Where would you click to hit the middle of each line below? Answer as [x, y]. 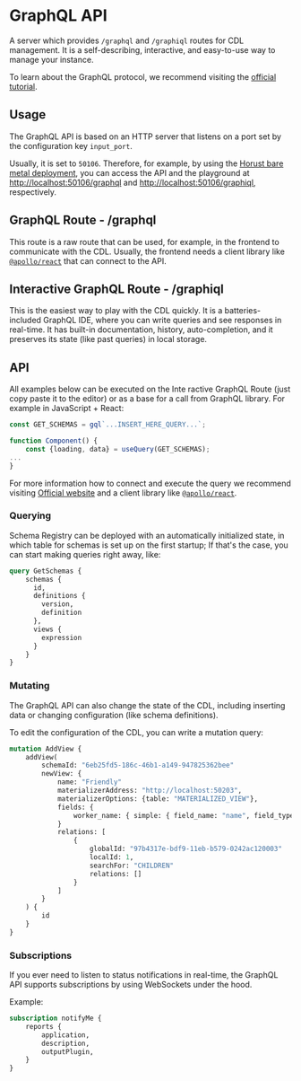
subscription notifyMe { [56, 1019]
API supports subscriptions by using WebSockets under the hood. [131, 985]
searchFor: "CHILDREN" [132, 866]
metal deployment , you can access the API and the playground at [129, 172]
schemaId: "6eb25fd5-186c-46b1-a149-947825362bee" [138, 765]
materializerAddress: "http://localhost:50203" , [150, 791]
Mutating [30, 686]
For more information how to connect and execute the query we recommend [150, 483]
